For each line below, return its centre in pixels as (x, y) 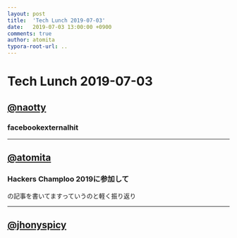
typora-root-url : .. (38, 46)
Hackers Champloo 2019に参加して (68, 179)
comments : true (30, 33)
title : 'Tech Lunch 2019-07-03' (56, 20)
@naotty (27, 107)
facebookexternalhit (43, 127)
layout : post (26, 14)
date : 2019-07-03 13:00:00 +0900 (60, 27)
